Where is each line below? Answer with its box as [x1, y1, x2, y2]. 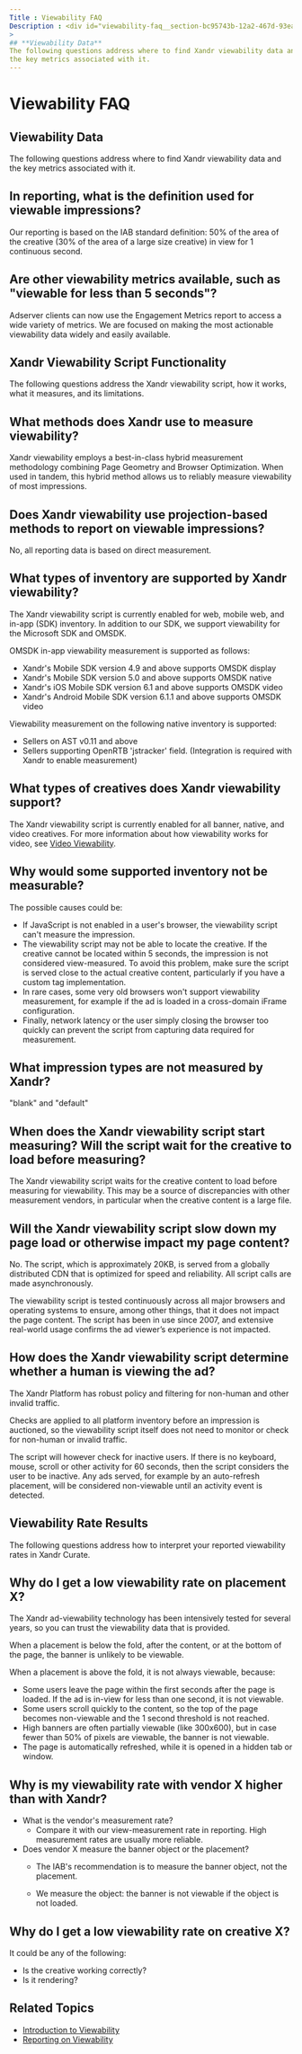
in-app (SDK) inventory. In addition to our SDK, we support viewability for [9, 618, 280, 629]
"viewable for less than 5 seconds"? [9, 286, 218, 301]
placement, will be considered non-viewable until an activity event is [9, 1480, 263, 1490]
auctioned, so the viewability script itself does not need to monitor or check [9, 1424, 289, 1435]
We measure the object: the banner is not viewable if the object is [35, 1889, 280, 1899]
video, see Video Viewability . [9, 838, 117, 849]
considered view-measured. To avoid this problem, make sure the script [22, 957, 289, 968]
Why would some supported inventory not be [9, 864, 268, 879]
